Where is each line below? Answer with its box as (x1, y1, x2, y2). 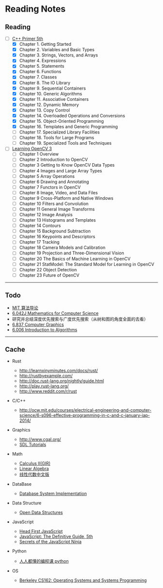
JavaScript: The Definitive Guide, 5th (19, 533, 93, 539)
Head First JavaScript (19, 529, 63, 534)
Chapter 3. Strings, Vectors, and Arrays (19, 52, 98, 58)
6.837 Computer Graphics (12, 322, 64, 327)
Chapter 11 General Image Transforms (19, 206, 95, 212)
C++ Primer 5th (12, 36, 44, 41)
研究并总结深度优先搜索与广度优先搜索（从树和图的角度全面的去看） (12, 316, 148, 322)
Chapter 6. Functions (19, 69, 62, 75)
